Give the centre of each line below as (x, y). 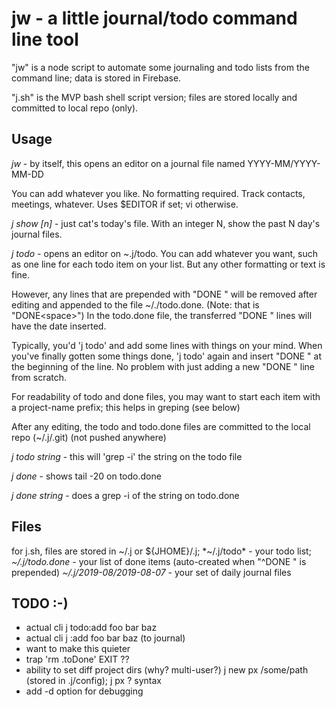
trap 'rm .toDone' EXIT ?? (77, 659)
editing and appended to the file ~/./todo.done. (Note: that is (135, 304)
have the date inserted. (59, 326)
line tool (45, 39)
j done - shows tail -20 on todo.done (86, 476)
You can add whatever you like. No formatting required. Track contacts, (158, 193)
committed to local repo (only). (75, 108)
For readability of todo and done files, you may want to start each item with (166, 396)
